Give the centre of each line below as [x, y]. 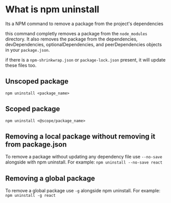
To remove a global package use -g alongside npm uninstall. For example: [83, 191]
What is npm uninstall [52, 9]
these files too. [21, 65]
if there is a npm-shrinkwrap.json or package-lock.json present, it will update [86, 59]
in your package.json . [28, 50]
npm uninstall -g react [31, 196]
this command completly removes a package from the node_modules [76, 33]
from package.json [36, 144]
